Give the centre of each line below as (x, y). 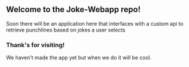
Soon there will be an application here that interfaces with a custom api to (95, 23)
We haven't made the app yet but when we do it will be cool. (79, 58)
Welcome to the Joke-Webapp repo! (73, 10)
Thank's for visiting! (35, 45)
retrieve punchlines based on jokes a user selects (66, 30)
